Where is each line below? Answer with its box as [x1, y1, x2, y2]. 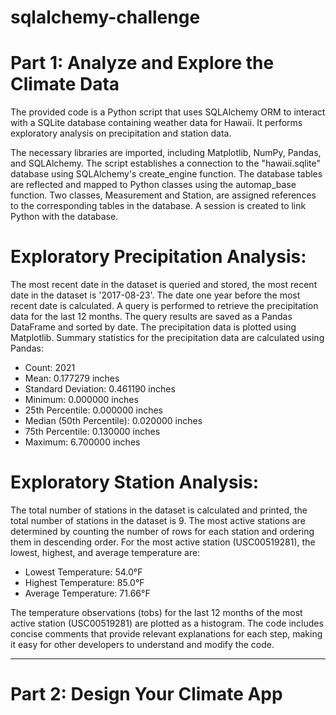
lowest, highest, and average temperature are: [10, 547, 201, 558]
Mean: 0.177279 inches [24, 372, 120, 385]
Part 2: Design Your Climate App [10, 683, 283, 706]
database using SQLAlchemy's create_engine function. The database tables [10, 168, 323, 180]
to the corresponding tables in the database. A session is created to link [10, 200, 307, 212]
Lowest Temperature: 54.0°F [24, 566, 143, 578]
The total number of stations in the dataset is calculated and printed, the [10, 504, 308, 516]
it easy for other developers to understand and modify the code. [10, 639, 275, 650]
